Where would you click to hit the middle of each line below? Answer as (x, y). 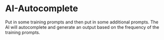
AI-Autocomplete (42, 9)
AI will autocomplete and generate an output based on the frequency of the (82, 27)
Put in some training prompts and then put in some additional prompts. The (82, 22)
